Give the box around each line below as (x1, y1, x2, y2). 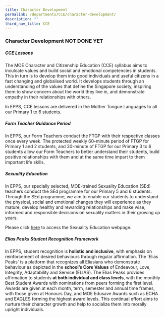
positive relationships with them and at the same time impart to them (5, 154, 145, 160)
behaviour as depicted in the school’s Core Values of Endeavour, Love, (5, 264, 151, 270)
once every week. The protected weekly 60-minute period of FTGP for (5, 138, 149, 144)
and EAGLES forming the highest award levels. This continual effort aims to (5, 296, 159, 302)
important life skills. (5, 159, 45, 165)
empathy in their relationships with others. (5, 94, 91, 100)
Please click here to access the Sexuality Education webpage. (5, 225, 132, 231)
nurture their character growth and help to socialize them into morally (5, 301, 147, 307)
